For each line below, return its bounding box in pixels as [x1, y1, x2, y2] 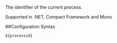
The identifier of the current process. [5, 4, 83, 10]
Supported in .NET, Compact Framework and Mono [5, 14, 112, 19]
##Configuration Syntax [5, 23, 56, 29]
